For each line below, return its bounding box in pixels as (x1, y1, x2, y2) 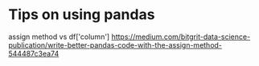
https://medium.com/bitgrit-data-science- (111, 32, 251, 41)
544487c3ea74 (8, 49, 60, 58)
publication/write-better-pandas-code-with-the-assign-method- (8, 40, 223, 49)
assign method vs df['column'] (8, 32, 110, 41)
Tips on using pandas (8, 6, 155, 24)
